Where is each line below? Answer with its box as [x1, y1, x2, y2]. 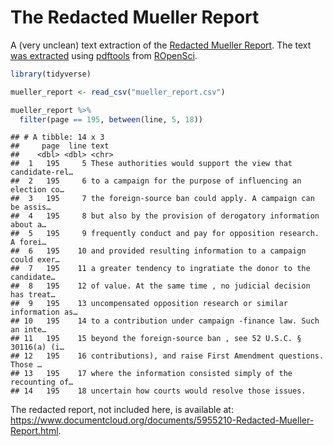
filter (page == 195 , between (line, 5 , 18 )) [19, 114, 203, 125]
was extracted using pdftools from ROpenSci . [10, 49, 198, 61]
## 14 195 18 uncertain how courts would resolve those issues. [10, 386, 307, 396]
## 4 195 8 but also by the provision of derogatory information [10, 211, 320, 221]
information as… [10, 307, 78, 318]
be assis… [10, 202, 52, 213]
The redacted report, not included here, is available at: [10, 404, 234, 416]
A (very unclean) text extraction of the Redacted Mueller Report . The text [10, 39, 312, 51]
